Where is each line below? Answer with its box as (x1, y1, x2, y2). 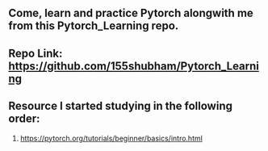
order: (8, 112, 40, 126)
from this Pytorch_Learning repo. (8, 19, 179, 33)
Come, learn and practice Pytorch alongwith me (8, 6, 254, 20)
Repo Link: (8, 46, 63, 60)
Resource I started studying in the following (8, 99, 232, 113)
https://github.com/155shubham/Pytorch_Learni (8, 59, 260, 73)
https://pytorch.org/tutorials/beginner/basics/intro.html (19, 133, 203, 143)
